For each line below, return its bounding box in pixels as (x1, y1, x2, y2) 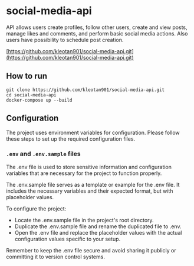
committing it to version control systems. (6, 253, 105, 260)
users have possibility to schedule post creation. (6, 36, 124, 43)
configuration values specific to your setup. (14, 235, 121, 242)
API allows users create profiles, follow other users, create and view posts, (6, 24, 188, 31)
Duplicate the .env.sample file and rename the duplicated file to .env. (14, 223, 182, 230)
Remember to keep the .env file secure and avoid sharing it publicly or (6, 246, 176, 254)
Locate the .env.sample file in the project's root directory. (14, 216, 154, 223)
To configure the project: (6, 205, 67, 212)
